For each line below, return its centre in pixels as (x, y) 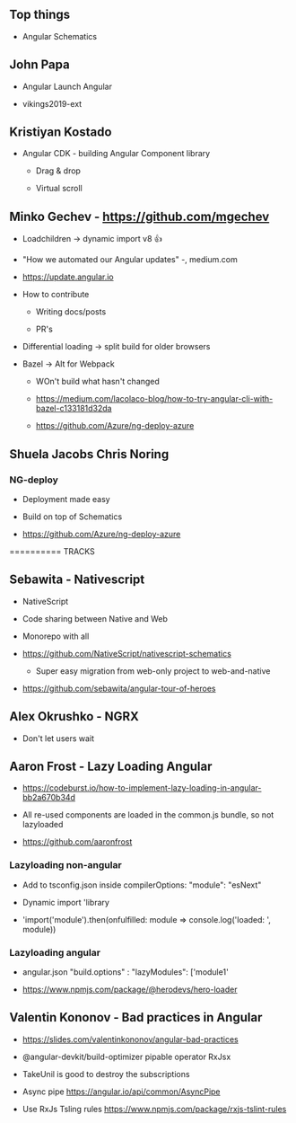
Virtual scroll (59, 189)
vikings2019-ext (52, 103)
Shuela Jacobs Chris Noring (89, 454)
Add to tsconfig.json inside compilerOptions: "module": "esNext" (142, 885)
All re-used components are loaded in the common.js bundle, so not (148, 815)
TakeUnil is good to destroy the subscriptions (106, 1074)
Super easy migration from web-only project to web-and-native (153, 671)
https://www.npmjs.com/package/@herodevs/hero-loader (130, 989)
